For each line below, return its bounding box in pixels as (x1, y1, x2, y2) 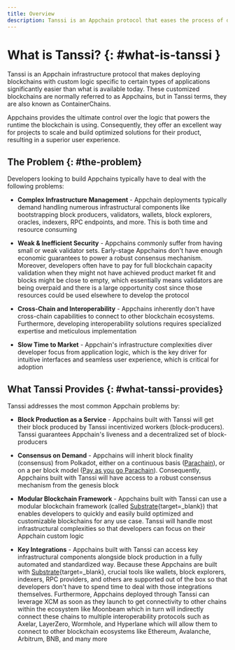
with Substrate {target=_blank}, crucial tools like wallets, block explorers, (17, 568, 226, 576)
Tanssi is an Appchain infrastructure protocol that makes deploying (7, 70, 201, 78)
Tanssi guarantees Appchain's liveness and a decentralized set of (17, 430, 208, 438)
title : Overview (7, 10, 55, 18)
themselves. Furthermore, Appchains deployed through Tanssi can (17, 590, 210, 599)
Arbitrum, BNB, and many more (17, 635, 108, 643)
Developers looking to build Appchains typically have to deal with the (7, 174, 206, 183)
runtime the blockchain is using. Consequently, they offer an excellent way (7, 120, 222, 130)
